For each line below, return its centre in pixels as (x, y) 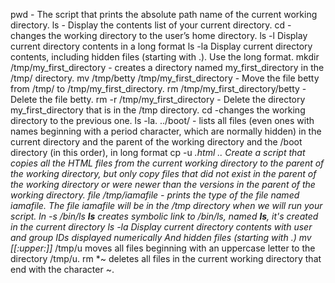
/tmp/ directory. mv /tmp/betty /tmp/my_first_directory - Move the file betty (165, 78)
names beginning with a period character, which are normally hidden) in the (166, 131)
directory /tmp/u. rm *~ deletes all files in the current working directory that (166, 258)
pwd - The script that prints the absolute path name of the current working (164, 14)
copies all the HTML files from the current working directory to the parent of (167, 163)
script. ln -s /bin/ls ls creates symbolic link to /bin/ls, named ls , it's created (164, 216)
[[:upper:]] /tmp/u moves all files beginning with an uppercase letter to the (163, 248)
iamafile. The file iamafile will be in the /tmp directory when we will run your (166, 205)
